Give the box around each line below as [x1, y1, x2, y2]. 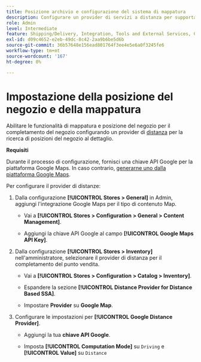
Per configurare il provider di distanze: [6, 182, 101, 190]
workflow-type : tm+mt [6, 48, 60, 54]
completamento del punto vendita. [14, 261, 100, 268]
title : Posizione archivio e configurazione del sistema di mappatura [6, 8, 186, 15]
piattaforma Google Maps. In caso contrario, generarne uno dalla [6, 165, 166, 172]
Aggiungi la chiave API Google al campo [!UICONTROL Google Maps [23, 230, 194, 237]
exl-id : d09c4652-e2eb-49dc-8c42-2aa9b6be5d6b [6, 36, 124, 42]
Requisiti [6, 147, 29, 154]
